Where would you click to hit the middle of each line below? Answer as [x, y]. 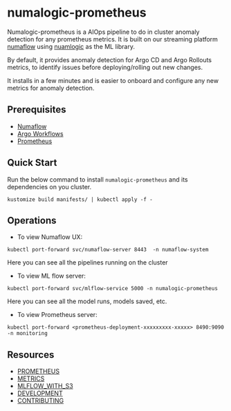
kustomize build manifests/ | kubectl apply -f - [80, 199]
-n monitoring [28, 334]
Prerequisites [37, 109]
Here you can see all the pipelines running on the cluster [87, 262]
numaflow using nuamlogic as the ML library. [71, 46]
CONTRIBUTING [40, 401]
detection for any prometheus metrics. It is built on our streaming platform [112, 39]
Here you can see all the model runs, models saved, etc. [87, 301]
